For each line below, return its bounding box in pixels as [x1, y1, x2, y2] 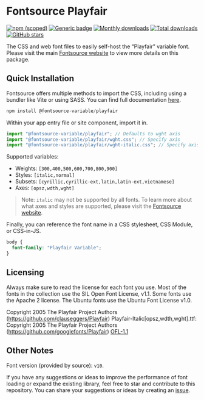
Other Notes [6, 346, 53, 356]
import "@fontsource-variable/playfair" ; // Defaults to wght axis [6, 130, 181, 137]
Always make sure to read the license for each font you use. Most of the [6, 284, 187, 291]
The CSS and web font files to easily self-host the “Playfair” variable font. [6, 43, 190, 50]
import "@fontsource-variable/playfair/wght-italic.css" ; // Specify [6, 142, 186, 148]
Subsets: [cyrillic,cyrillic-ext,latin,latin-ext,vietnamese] [15, 178, 175, 185]
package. [6, 55, 30, 63]
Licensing [6, 267, 44, 278]
